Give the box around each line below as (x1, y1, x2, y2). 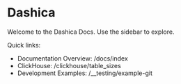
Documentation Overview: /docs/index (17, 54, 129, 63)
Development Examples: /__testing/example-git (17, 69, 153, 77)
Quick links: (7, 41, 41, 49)
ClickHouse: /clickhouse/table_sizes (17, 61, 122, 70)
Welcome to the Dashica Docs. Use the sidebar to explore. (7, 28, 175, 36)
